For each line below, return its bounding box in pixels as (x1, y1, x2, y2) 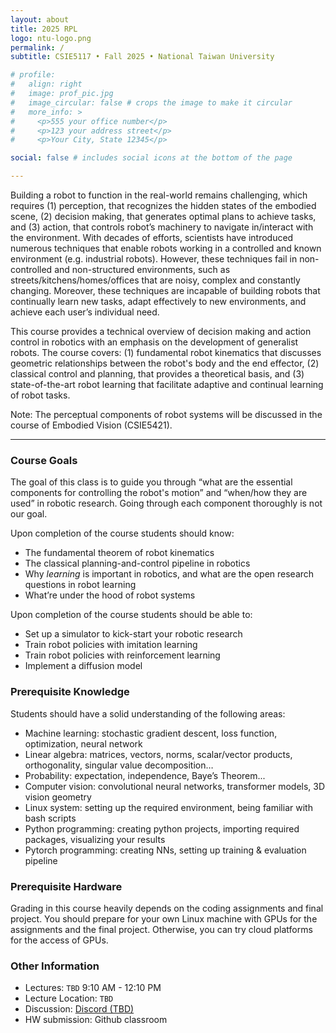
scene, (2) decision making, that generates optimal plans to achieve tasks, (10, 211, 317, 222)
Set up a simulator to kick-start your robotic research (24, 628, 243, 640)
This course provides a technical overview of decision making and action (10, 326, 312, 337)
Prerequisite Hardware (10, 879, 123, 893)
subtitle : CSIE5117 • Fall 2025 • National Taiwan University (10, 52, 275, 62)
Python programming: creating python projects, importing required (24, 822, 300, 835)
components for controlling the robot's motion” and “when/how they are (10, 487, 308, 499)
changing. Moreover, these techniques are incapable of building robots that (10, 285, 321, 296)
